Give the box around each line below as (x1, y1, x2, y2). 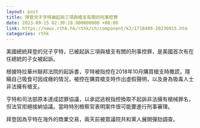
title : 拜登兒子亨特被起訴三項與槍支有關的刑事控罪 (6, 14, 118, 20)
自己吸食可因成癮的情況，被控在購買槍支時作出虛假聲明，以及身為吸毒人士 (11, 76, 194, 83)
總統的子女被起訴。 (11, 55, 58, 63)
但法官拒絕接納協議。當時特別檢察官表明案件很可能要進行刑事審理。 (6, 103, 173, 110)
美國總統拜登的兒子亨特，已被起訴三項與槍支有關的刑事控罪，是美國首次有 (6, 48, 189, 55)
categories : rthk (6, 31, 49, 37)
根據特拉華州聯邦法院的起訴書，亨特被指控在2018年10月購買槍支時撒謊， (6, 68, 186, 75)
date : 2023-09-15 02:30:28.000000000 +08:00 (6, 20, 118, 26)
